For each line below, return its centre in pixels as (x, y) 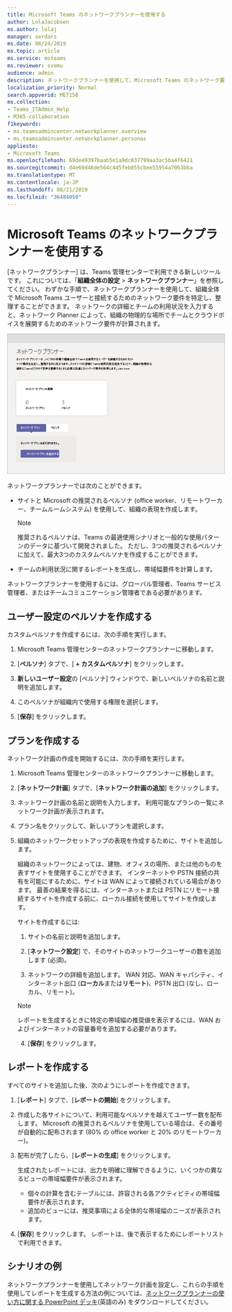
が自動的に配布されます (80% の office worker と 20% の (98, 1131)
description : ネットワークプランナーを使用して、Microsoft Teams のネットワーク (114, 80)
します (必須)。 (49, 960)
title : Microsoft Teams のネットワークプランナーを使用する (86, 15)
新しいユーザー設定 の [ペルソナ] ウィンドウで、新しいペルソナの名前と (118, 678)
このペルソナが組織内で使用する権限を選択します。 (89, 702)
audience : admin (30, 73)
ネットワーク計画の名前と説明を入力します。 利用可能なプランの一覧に (118, 803)
